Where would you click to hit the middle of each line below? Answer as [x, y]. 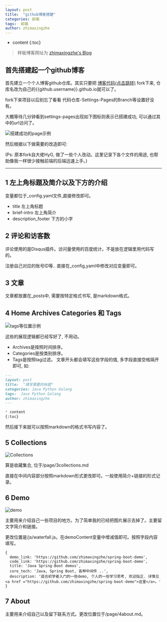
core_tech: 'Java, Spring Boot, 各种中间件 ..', [59, 571]
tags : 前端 [17, 24]
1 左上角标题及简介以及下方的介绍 [56, 183]
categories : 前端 [22, 19]
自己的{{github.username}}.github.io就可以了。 [71, 89]
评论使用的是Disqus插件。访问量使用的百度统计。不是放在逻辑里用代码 [78, 249]
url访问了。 [25, 123]
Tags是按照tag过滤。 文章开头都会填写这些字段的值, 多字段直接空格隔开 [85, 360]
